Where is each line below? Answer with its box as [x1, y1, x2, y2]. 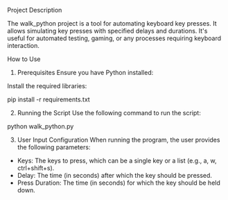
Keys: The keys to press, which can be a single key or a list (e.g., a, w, [17, 156, 217, 165]
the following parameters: [17, 143, 91, 151]
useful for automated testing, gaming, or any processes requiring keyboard [7, 34, 222, 42]
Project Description [7, 6, 62, 14]
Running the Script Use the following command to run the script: [17, 109, 201, 117]
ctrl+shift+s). [17, 164, 55, 172]
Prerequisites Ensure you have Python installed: [17, 69, 154, 76]
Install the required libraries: [7, 82, 87, 90]
